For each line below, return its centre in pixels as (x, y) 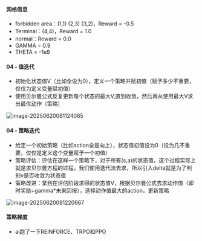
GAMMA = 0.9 (33, 46)
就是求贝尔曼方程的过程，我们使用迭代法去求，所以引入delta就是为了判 (103, 168)
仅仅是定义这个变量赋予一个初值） (68, 153)
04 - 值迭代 (21, 66)
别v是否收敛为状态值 (41, 175)
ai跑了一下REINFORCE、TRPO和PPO (60, 231)
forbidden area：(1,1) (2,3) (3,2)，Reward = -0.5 (74, 24)
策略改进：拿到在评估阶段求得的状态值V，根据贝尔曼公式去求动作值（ (102, 183)
